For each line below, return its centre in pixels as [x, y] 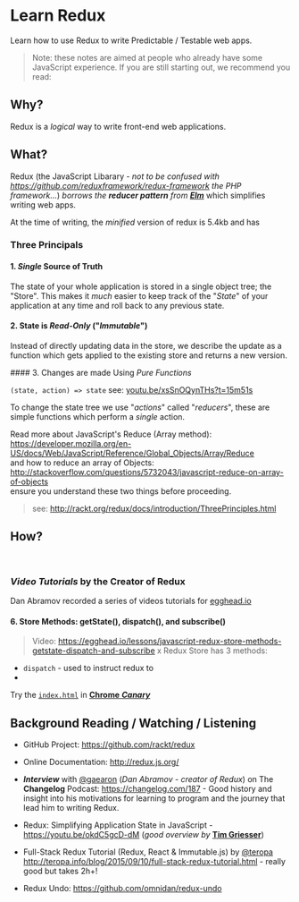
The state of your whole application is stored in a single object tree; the [141, 286]
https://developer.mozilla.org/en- [71, 443]
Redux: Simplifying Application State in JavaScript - [118, 825]
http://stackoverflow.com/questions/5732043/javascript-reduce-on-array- [147, 472]
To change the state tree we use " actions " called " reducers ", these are [140, 407]
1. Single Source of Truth [57, 267]
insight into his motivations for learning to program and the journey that [154, 798]
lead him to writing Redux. [71, 808]
